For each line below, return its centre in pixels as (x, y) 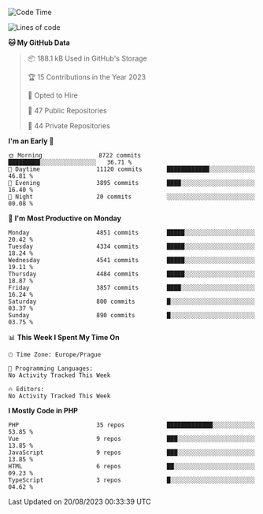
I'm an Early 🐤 (31, 141)
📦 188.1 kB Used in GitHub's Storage (87, 58)
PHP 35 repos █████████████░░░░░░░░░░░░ (132, 425)
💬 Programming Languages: (50, 368)
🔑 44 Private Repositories (69, 126)
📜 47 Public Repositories (67, 111)
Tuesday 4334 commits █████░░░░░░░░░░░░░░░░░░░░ (132, 246)
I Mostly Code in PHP (43, 410)
